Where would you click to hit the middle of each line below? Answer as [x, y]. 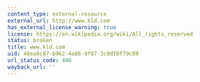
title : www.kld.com [36, 47]
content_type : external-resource [57, 14]
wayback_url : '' [31, 67]
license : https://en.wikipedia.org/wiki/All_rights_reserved [100, 34]
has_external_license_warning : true [62, 27]
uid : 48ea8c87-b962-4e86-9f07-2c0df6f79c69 [73, 54]
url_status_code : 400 [40, 61]
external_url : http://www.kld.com [59, 21]
